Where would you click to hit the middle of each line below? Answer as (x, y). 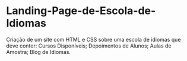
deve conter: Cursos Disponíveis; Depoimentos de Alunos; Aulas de (89, 46)
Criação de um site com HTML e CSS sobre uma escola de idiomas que (93, 39)
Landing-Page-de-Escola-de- (81, 11)
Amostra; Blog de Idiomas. (39, 52)
